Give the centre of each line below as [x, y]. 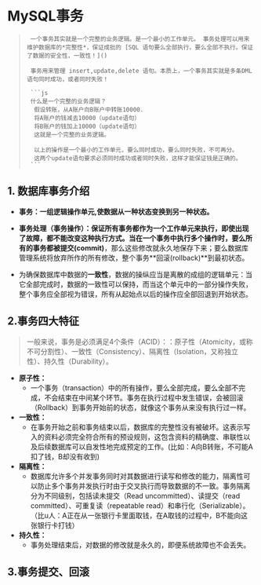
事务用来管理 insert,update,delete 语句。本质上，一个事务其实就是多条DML [141, 71]
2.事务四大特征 [43, 322]
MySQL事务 [45, 16]
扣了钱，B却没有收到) [65, 456]
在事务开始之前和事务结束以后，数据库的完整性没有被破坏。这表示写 [140, 427]
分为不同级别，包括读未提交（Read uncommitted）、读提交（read [135, 495]
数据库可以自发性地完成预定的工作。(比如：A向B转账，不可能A [152, 446]
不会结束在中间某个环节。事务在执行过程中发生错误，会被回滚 [144, 397]
